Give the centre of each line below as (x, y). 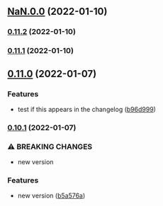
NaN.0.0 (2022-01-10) (57, 12)
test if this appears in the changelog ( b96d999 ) (86, 109)
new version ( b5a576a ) (51, 196)
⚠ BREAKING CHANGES (50, 147)
